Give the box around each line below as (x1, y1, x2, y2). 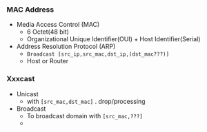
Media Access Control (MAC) (16, 21, 100, 29)
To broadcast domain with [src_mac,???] (26, 111, 143, 120)
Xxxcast (6, 74, 35, 84)
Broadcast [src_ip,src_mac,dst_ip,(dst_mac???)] (26, 51, 170, 58)
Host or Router (26, 57, 69, 65)
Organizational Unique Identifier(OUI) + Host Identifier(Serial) (26, 35, 201, 43)
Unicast (16, 89, 39, 98)
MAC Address (6, 5, 55, 14)
